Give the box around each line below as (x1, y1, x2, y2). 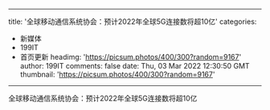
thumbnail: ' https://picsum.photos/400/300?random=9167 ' (19, 69, 215, 79)
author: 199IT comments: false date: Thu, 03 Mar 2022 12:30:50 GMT (19, 61, 251, 70)
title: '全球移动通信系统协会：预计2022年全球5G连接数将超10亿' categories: (8, 17, 257, 26)
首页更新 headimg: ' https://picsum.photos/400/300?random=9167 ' (19, 53, 242, 61)
